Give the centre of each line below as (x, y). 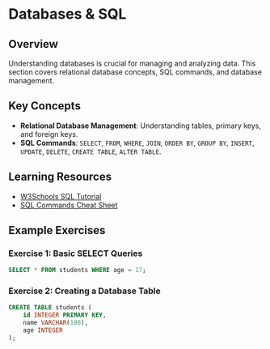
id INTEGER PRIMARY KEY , (65, 315)
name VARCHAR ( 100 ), (56, 323)
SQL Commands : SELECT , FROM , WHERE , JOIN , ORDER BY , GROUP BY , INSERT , (137, 143)
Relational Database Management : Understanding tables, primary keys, (140, 126)
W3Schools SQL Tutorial (61, 196)
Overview (34, 44)
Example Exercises (57, 230)
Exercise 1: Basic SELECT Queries (76, 253)
